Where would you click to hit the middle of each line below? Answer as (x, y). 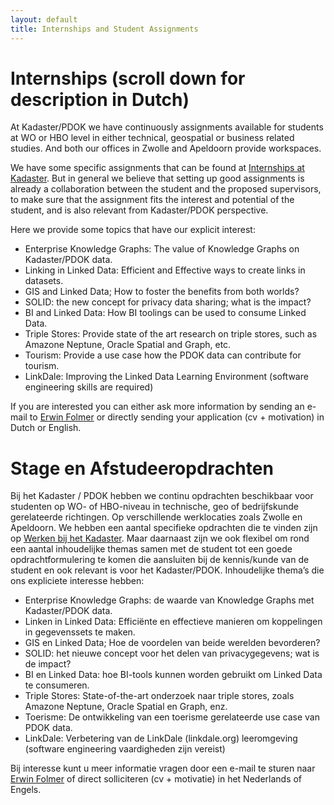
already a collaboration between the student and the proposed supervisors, (166, 189)
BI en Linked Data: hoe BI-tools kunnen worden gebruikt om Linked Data (173, 675)
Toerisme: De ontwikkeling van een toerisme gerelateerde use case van (172, 717)
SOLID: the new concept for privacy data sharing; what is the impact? (168, 302)
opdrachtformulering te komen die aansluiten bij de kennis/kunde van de (160, 560)
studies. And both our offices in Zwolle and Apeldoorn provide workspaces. (166, 148)
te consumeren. (57, 685)
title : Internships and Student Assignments (104, 29)
